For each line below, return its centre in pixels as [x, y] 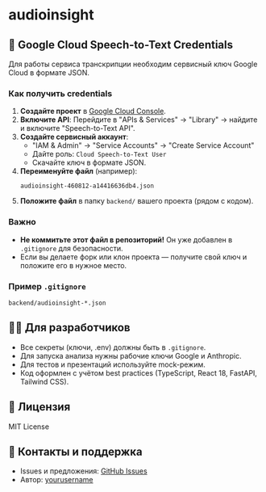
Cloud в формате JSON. [49, 73]
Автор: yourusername [57, 480]
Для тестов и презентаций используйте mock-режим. [112, 364]
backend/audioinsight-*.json [57, 303]
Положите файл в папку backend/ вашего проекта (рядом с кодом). [137, 201]
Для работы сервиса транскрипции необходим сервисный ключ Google [133, 64]
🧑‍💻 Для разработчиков [69, 328]
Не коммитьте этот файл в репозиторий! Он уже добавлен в [126, 239]
